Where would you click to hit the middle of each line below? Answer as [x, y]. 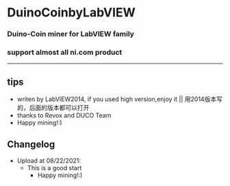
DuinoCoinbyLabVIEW [71, 13]
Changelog [31, 144]
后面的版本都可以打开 [59, 108]
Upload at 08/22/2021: [49, 161]
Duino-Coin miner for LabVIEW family [71, 34]
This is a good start [54, 168]
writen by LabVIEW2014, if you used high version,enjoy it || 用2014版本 [117, 99]
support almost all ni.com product [65, 53]
